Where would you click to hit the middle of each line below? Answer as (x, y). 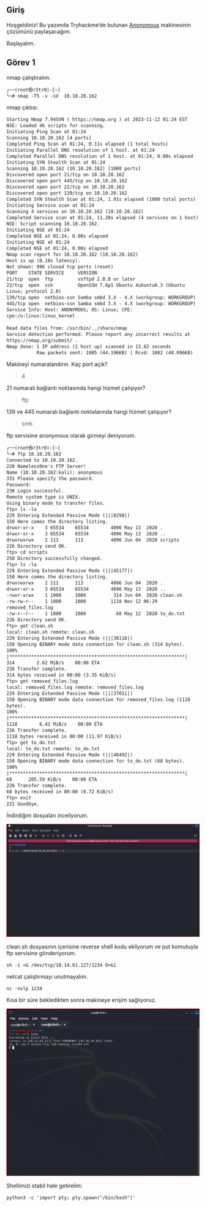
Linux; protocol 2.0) (34, 291)
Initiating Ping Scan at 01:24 (46, 131)
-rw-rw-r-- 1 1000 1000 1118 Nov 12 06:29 (82, 601)
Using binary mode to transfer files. (56, 503)
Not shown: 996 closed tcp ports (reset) (60, 266)
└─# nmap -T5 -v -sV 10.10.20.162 (52, 96)
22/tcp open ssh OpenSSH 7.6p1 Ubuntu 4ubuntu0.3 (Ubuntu (96, 285)
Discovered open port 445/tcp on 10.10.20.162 (67, 180)
